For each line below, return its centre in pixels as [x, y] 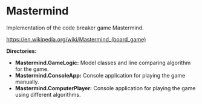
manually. [27, 82]
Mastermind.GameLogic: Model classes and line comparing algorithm [103, 63]
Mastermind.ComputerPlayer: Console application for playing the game [105, 88]
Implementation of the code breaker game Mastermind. [75, 28]
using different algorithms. [48, 94]
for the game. [32, 69]
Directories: [21, 51]
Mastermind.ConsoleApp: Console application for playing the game [100, 75]
